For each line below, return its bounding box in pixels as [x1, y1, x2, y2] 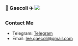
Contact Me [5, 19, 34, 26]
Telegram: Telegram [12, 31, 53, 36]
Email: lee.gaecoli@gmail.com [12, 36, 73, 42]
